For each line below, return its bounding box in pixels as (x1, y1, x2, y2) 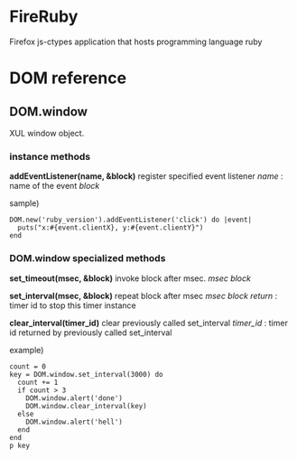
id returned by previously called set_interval (9, 327, 172, 338)
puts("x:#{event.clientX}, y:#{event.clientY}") (17, 223, 204, 232)
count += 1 (17, 378, 59, 387)
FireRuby (9, 6, 79, 27)
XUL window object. (9, 127, 85, 138)
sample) (9, 198, 40, 209)
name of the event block (9, 181, 100, 192)
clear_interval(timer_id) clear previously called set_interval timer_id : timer (9, 317, 289, 328)
